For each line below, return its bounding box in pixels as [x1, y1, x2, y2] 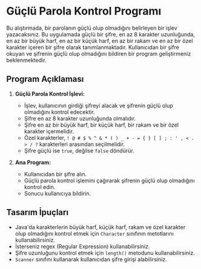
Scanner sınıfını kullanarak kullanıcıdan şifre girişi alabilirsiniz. [15, 256, 168, 263]
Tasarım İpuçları [6, 207, 68, 218]
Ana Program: [15, 159, 51, 166]
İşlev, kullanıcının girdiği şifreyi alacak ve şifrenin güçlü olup [24, 102, 174, 109]
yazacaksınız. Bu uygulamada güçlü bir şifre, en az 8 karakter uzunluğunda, [6, 30, 196, 38]
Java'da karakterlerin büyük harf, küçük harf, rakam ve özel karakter [15, 223, 186, 231]
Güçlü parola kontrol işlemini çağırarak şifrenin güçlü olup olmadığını [24, 177, 195, 184]
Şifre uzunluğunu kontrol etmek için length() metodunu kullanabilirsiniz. [15, 249, 196, 256]
